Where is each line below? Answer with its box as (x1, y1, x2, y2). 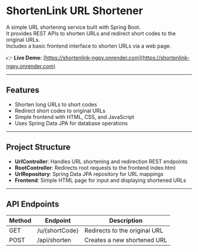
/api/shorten (37, 236, 72, 244)
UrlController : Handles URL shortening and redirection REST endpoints (14, 158, 188, 165)
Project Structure (6, 142, 71, 152)
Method (9, 217, 32, 225)
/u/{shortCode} (37, 227, 79, 235)
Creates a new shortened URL (84, 236, 168, 244)
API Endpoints (6, 199, 60, 209)
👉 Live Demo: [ (6, 54, 46, 61)
